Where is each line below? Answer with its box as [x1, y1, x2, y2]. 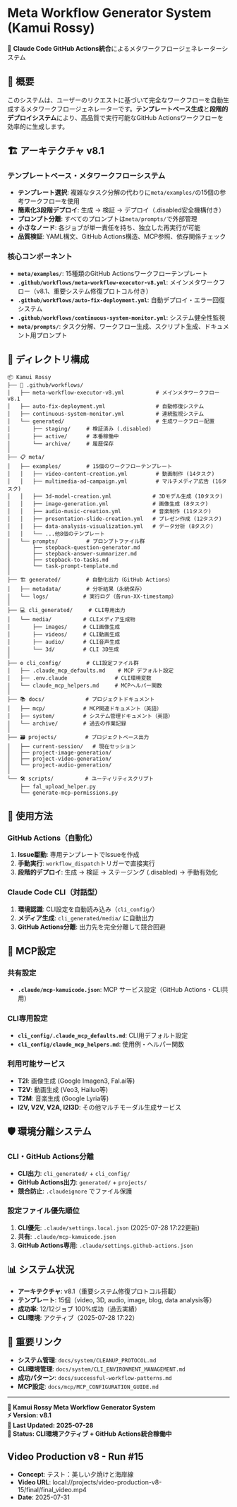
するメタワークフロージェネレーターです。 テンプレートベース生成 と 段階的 [13, 104, 229, 113]
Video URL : [17, 1478, 51, 1487]
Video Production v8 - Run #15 [7, 1451, 145, 1463]
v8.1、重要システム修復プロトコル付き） [36, 287, 153, 295]
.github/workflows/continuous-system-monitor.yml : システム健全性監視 [17, 313, 226, 322]
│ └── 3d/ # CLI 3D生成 [7, 646, 119, 653]
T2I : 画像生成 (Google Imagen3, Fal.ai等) [17, 1076, 135, 1085]
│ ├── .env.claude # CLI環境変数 [7, 674, 152, 682]
